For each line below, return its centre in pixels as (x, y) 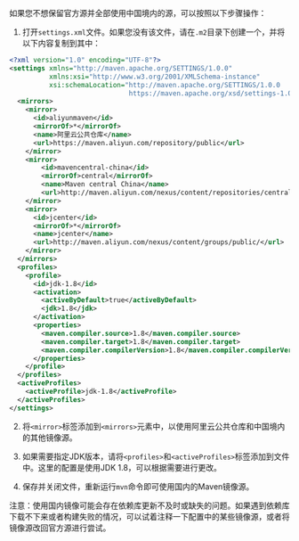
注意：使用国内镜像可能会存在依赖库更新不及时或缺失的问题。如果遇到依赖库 (149, 505)
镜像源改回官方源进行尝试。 (60, 528)
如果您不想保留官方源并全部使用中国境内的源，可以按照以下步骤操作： (138, 13)
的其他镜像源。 (49, 437)
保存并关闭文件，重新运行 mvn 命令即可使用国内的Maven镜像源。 (138, 486)
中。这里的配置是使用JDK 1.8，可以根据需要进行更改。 (122, 467)
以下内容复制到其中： (61, 43)
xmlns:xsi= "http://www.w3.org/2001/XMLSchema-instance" (154, 77)
